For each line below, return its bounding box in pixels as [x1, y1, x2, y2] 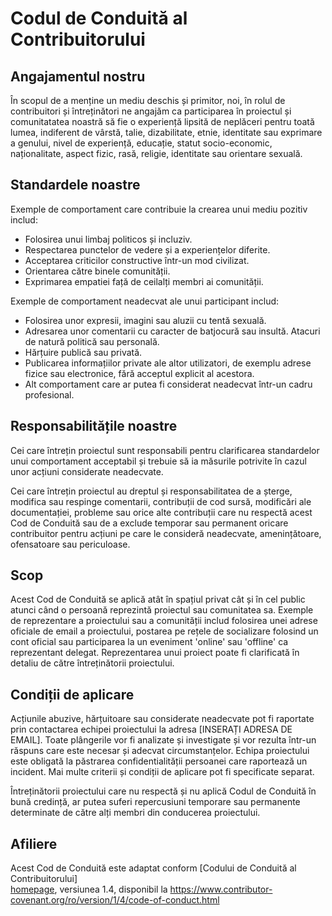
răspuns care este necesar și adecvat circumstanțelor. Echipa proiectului [10, 745, 310, 757]
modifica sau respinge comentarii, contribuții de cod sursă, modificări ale [10, 495, 312, 507]
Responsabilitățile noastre [10, 418, 178, 435]
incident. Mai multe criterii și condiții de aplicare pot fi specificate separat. [10, 766, 315, 778]
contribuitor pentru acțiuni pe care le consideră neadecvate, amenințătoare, [10, 527, 322, 539]
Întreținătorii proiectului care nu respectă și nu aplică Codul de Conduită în [10, 785, 317, 797]
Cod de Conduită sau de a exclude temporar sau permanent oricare [10, 517, 289, 529]
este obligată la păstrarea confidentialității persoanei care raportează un [10, 755, 308, 767]
